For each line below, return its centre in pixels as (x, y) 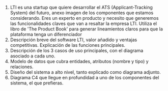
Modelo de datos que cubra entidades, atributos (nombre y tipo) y (79, 61)
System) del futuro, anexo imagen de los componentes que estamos (82, 13)
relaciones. (22, 67)
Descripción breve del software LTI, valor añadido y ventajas (74, 40)
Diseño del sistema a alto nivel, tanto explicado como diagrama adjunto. (86, 72)
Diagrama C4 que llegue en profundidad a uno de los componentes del (85, 78)
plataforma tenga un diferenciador (46, 34)
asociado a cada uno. (33, 56)
